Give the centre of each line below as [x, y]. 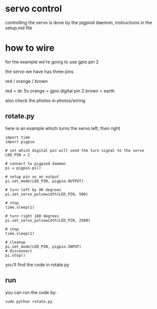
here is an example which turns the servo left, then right [63, 128]
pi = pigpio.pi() [23, 168]
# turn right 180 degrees [32, 216]
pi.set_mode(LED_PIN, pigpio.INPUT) [43, 247]
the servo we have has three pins [39, 71]
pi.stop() [15, 255]
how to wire [30, 48]
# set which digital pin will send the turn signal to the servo [74, 150]
